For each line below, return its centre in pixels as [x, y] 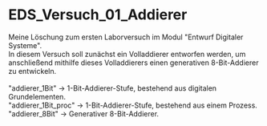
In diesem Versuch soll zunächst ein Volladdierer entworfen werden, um [127, 54]
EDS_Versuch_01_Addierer [98, 15]
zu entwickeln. [32, 71]
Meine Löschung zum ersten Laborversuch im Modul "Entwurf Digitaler [126, 37]
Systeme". [25, 45]
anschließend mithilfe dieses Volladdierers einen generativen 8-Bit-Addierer [133, 63]
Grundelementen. [37, 96]
